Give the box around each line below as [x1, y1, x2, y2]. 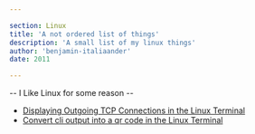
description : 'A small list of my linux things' [9, 38, 196, 47]
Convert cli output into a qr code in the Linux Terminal [22, 115, 223, 126]
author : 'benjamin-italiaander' [9, 46, 131, 55]
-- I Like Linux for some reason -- [9, 88, 134, 99]
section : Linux [9, 21, 67, 30]
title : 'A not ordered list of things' [9, 29, 160, 39]
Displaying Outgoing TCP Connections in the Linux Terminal [22, 105, 246, 116]
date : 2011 [9, 55, 51, 64]
